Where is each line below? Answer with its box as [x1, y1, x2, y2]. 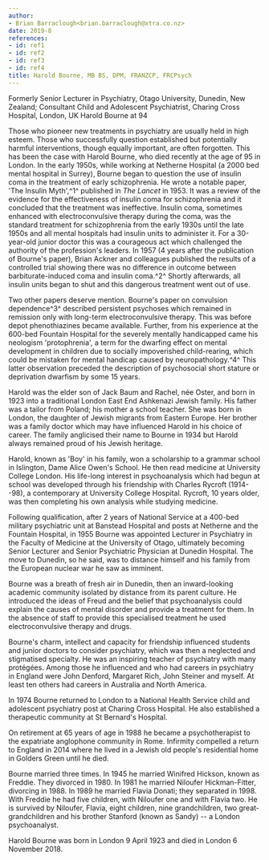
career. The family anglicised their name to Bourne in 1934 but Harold [8, 430, 238, 440]
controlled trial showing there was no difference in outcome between [8, 262, 237, 272]
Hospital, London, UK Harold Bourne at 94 [8, 110, 148, 120]
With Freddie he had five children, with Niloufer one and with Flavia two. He [8, 794, 259, 804]
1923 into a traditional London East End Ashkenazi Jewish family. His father [8, 396, 257, 405]
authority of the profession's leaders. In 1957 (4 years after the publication [8, 245, 255, 255]
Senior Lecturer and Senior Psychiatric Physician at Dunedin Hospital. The [8, 546, 254, 556]
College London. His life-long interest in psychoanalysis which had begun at [8, 471, 260, 481]
